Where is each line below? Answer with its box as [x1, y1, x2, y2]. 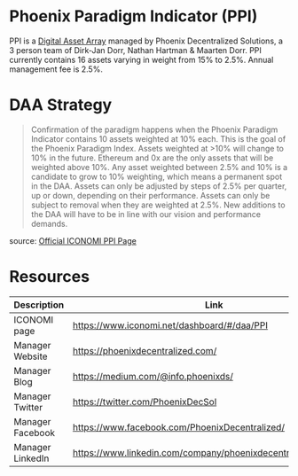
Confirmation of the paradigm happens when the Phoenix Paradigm [30, 124, 278, 135]
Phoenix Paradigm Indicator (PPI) [9, 6, 258, 27]
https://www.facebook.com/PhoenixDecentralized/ [72, 421, 286, 433]
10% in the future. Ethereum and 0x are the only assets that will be [30, 152, 274, 163]
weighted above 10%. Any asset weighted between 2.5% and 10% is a [30, 161, 288, 172]
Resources [9, 267, 90, 287]
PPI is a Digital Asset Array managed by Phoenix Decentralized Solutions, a [9, 35, 284, 46]
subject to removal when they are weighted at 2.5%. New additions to [30, 199, 286, 210]
